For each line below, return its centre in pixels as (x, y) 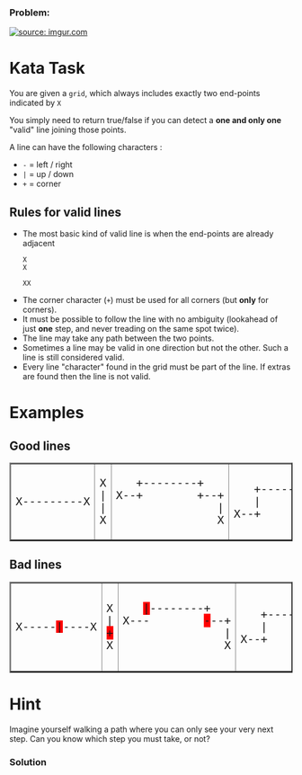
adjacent (39, 244)
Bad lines (36, 565)
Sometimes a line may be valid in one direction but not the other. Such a (155, 348)
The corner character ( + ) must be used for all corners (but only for (146, 300)
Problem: (30, 13)
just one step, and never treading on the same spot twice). (131, 329)
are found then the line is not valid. (86, 377)
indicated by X (36, 103)
